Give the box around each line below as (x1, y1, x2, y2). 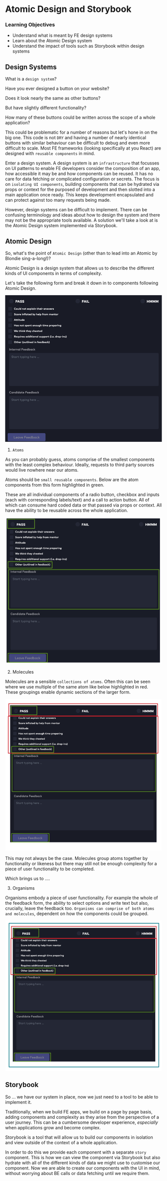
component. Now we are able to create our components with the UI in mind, (5, 1165, 161, 1171)
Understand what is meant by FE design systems (12, 32, 113, 38)
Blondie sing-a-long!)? (5, 255, 51, 261)
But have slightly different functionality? (5, 105, 86, 111)
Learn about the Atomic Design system (12, 38, 92, 44)
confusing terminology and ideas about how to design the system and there (5, 212, 161, 218)
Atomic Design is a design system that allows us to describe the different (5, 265, 155, 271)
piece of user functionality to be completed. (5, 866, 95, 872)
